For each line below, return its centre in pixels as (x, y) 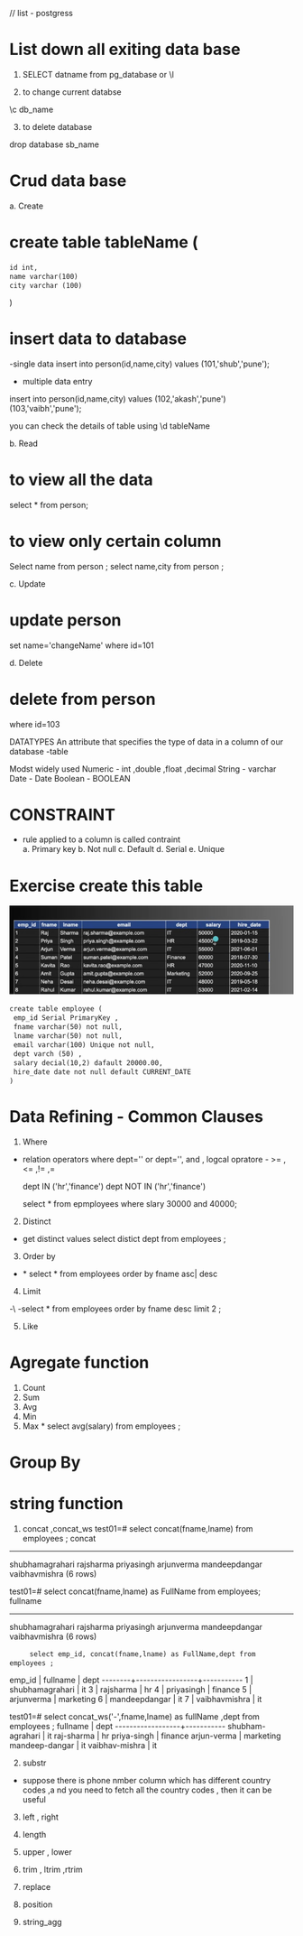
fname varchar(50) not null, (68, 1027)
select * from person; (49, 505)
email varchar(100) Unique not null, (84, 1045)
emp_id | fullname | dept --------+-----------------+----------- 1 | (132, 1680)
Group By (45, 1463)
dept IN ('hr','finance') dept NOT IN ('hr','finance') (114, 1186)
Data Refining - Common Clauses (137, 1117)
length (34, 1834)
